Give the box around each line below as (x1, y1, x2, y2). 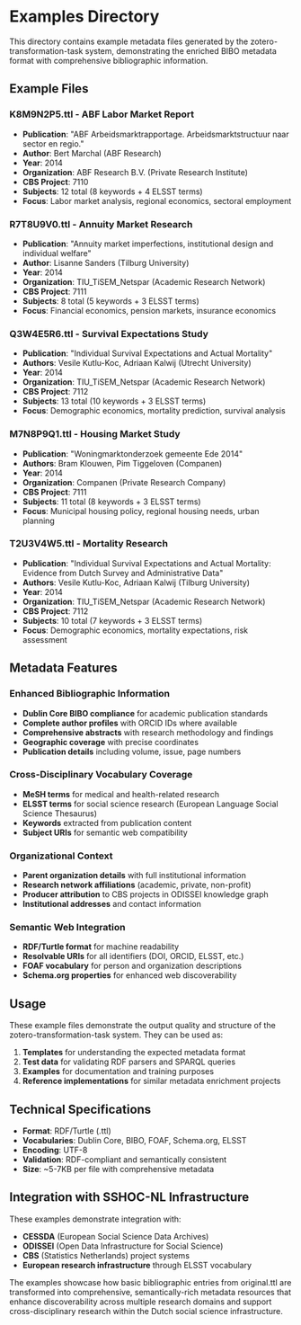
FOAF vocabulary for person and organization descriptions (22, 960, 243, 972)
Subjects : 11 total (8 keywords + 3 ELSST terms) (22, 496, 201, 507)
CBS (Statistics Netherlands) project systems (22, 1249, 190, 1260)
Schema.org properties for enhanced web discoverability (22, 970, 237, 981)
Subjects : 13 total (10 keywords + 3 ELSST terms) (22, 396, 207, 406)
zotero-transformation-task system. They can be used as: (9, 1029, 224, 1040)
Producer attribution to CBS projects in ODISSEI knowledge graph (22, 889, 270, 900)
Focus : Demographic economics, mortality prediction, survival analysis (22, 405, 286, 416)
